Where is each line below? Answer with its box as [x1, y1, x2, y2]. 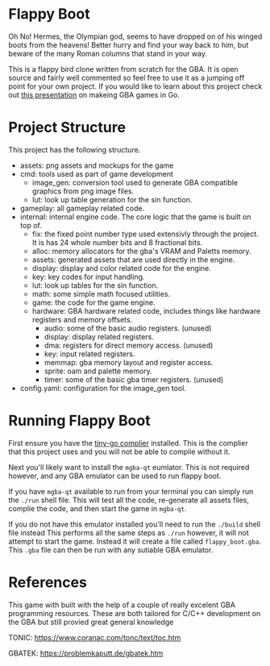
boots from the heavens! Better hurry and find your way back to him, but [8, 40, 249, 49]
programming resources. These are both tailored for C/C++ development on [8, 608, 261, 618]
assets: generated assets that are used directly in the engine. [31, 255, 235, 264]
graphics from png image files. [31, 186, 135, 196]
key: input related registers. [44, 348, 135, 359]
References [8, 573, 87, 591]
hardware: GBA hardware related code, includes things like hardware [31, 306, 261, 315]
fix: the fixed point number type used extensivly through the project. [31, 229, 260, 239]
